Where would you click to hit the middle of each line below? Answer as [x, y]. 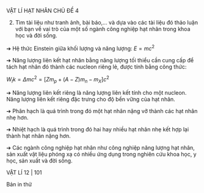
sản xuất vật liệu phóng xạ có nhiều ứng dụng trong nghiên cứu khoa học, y [101, 155]
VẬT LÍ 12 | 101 [24, 173]
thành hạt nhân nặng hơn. [39, 136]
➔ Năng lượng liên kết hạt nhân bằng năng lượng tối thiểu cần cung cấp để [100, 60]
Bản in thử [19, 184]
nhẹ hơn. [17, 118]
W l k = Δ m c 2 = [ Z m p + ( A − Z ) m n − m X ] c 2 [58, 80]
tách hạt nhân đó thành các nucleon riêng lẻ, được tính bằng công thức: [97, 67]
